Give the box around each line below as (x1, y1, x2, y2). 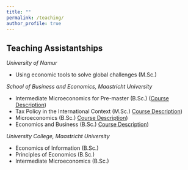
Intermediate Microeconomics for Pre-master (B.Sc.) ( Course (15, 95, 169, 102)
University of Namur (6, 59, 57, 67)
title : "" (6, 9, 32, 15)
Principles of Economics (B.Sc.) (15, 151, 95, 158)
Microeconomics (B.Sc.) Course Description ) (15, 114, 128, 122)
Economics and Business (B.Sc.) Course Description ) (15, 120, 150, 128)
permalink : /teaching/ (6, 15, 64, 21)
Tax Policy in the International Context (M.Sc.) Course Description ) (15, 108, 183, 115)
